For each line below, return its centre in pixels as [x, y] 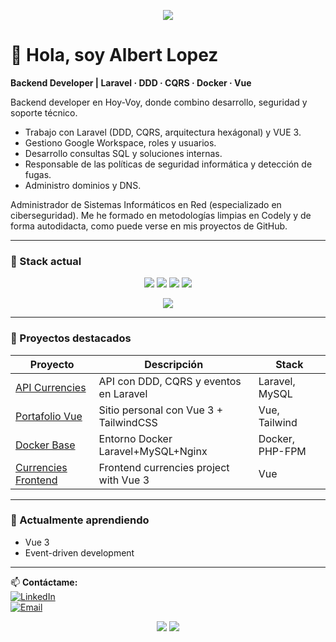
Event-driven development [79, 552]
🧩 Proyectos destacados [71, 338]
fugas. [38, 174]
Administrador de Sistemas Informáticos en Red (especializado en [146, 204]
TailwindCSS [128, 422]
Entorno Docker [135, 438]
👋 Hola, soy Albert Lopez [114, 55]
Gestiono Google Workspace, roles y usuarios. [120, 142]
